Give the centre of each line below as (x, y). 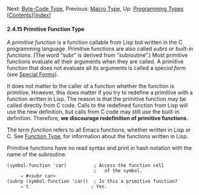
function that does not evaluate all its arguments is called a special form (96, 68)
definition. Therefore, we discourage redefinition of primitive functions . (97, 118)
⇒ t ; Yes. (64, 187)
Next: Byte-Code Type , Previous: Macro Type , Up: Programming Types (95, 9)
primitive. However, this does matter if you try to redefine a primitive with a (100, 92)
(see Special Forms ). (33, 74)
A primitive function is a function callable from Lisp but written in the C (95, 42)
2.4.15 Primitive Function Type (46, 29)
